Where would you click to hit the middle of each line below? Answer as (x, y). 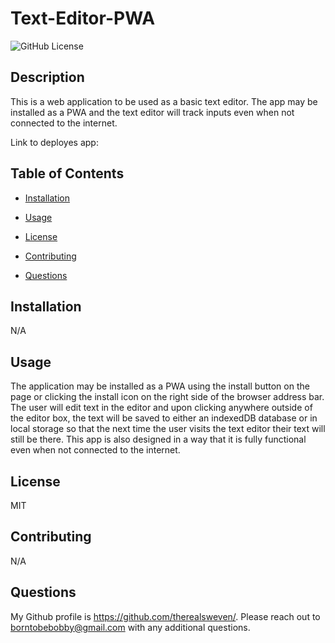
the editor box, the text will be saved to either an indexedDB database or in (164, 418)
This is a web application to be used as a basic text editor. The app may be (164, 101)
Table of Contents (67, 173)
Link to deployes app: (54, 142)
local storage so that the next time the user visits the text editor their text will (168, 429)
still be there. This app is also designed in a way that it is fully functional (158, 439)
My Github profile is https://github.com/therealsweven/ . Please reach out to (165, 616)
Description (47, 77)
